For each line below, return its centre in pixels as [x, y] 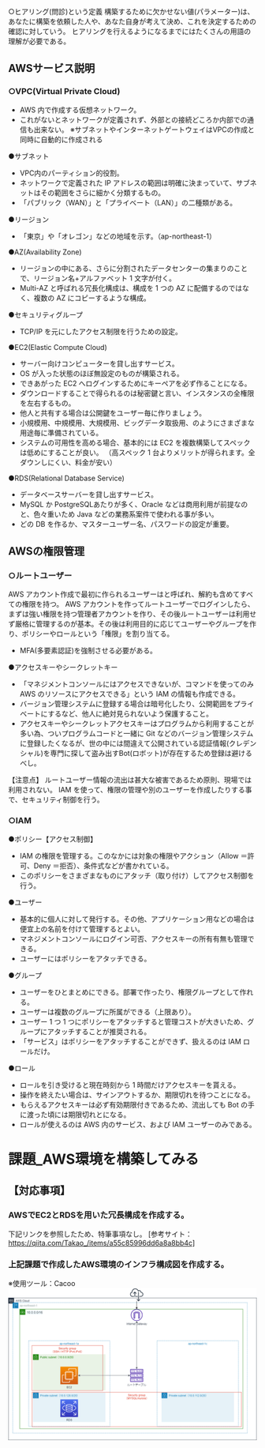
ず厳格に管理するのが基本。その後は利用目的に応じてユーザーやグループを [129, 624]
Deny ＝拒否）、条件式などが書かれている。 [103, 865]
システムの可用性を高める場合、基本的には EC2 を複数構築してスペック [135, 442]
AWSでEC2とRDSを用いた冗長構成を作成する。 [99, 1215]
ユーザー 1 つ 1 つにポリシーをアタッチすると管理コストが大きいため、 [133, 1021]
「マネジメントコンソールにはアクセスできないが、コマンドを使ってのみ [137, 684]
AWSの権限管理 [47, 551]
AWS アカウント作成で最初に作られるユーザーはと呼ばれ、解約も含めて [124, 594]
